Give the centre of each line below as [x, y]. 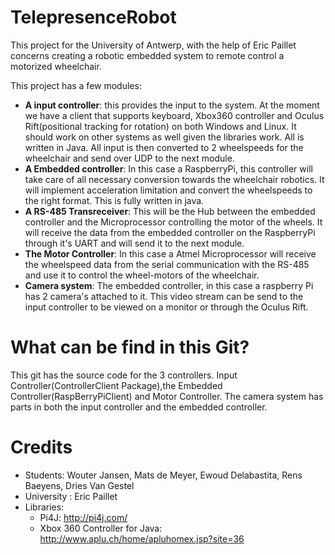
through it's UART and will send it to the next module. [134, 243]
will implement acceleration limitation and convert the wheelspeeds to [168, 190]
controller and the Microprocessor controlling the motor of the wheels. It [173, 222]
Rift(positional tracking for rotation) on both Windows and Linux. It [160, 126]
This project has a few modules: [76, 85]
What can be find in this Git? [130, 347]
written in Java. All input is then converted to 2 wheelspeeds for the [164, 147]
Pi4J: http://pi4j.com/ [83, 517]
